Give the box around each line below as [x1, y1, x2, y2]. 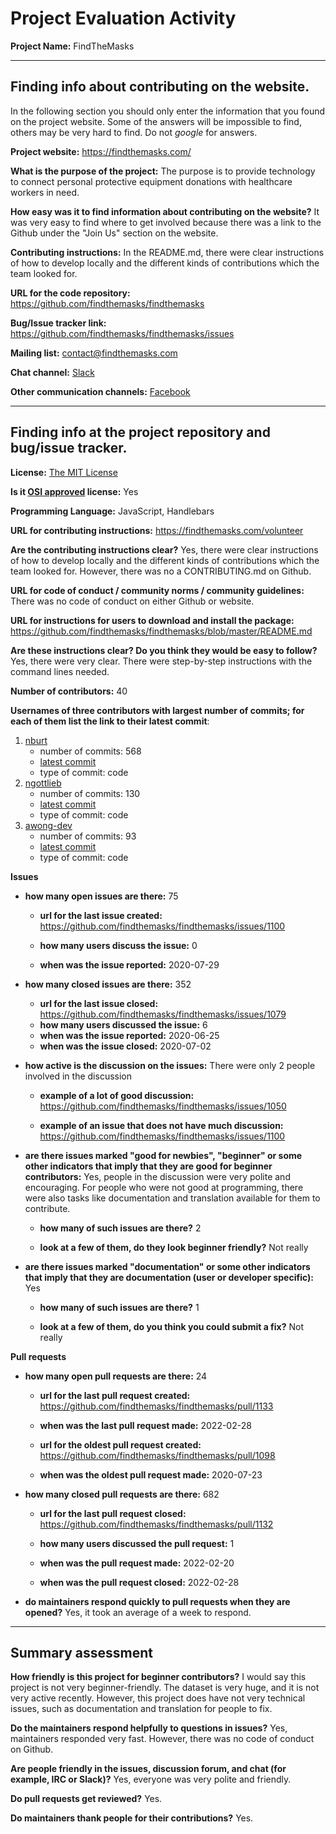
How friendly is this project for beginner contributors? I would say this [10, 1671, 307, 1683]
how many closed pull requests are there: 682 [24, 1488, 220, 1500]
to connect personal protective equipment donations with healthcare [10, 175, 293, 187]
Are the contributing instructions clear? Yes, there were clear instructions [10, 543, 319, 556]
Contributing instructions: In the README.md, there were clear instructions [10, 246, 325, 258]
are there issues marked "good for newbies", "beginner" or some [24, 1149, 303, 1161]
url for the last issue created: [39, 909, 163, 921]
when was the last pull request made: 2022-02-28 [39, 1419, 252, 1431]
